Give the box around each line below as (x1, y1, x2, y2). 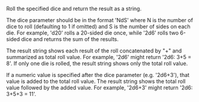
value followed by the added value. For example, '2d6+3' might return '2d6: (6, 84, 193, 91)
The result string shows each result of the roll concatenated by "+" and (6, 47, 182, 54)
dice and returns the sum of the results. (21, 36, 119, 42)
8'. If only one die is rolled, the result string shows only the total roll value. (6, 60, 188, 67)
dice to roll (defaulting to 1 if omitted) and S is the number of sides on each (6, 23, 191, 30)
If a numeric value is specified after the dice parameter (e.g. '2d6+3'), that (6, 72, 190, 78)
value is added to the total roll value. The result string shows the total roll (6, 78, 186, 85)
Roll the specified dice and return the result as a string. (6, 5, 142, 12)
